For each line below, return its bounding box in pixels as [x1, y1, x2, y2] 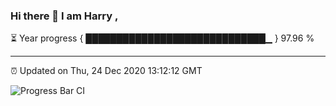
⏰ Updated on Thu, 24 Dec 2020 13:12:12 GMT [10, 65, 203, 77]
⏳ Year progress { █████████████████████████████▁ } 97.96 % [10, 32, 315, 44]
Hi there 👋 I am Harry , [10, 9, 119, 23]
